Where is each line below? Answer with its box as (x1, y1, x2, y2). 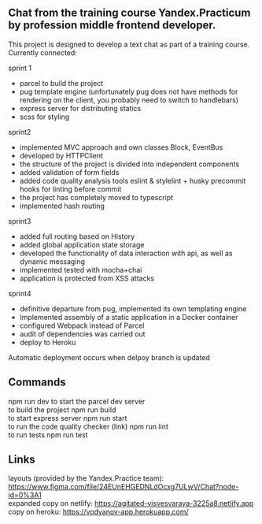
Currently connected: (8, 47, 77, 58)
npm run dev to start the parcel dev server (8, 396, 146, 406)
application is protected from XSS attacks (19, 273, 155, 283)
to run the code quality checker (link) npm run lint (8, 422, 169, 431)
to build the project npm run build (8, 405, 116, 414)
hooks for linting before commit (19, 184, 122, 194)
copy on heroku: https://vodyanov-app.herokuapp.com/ (8, 507, 189, 517)
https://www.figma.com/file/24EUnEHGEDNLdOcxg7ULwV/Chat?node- (8, 482, 239, 492)
